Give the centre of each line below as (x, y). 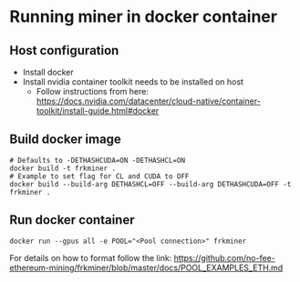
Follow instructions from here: (92, 91)
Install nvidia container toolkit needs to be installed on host (133, 82)
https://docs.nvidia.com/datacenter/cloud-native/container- (149, 101)
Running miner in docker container (144, 17)
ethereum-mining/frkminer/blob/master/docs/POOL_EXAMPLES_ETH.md (146, 267)
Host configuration (64, 50)
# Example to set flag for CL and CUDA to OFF (99, 176)
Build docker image (65, 140)
